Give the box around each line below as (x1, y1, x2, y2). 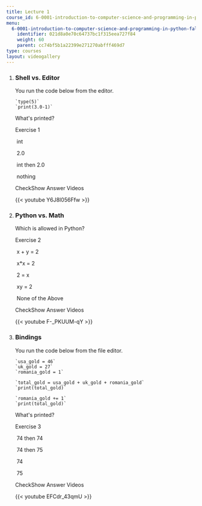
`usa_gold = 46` (14, 359, 56, 365)
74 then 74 (16, 434, 43, 442)
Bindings (14, 333, 42, 342)
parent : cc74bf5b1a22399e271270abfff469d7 (17, 43, 125, 49)
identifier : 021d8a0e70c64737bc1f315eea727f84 (17, 31, 136, 37)
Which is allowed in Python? (14, 225, 85, 232)
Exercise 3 (14, 422, 41, 430)
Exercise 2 (14, 236, 41, 244)
